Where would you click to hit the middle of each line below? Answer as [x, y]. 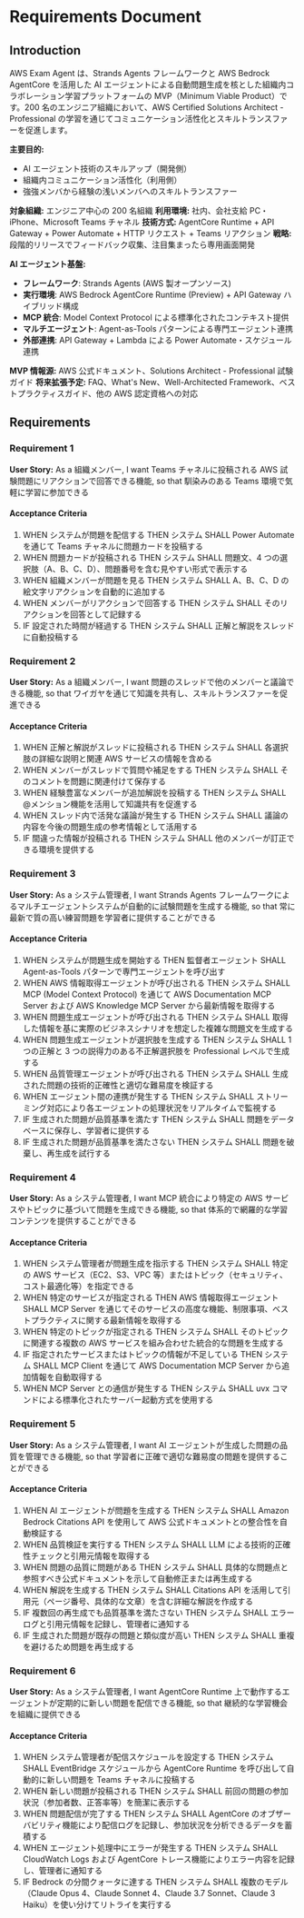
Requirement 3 [43, 874]
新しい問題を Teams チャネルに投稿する [121, 1780]
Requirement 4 [43, 1177]
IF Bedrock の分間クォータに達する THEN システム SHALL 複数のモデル [155, 1882]
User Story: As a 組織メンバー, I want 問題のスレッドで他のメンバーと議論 [148, 682]
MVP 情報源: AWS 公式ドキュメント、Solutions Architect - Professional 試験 [152, 371]
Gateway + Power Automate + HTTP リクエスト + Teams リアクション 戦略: [151, 233]
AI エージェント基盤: [48, 264]
